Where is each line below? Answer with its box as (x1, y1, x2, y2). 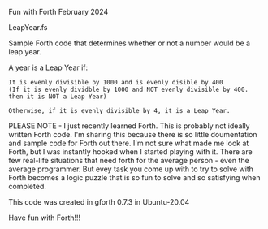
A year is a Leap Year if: (8, 63, 89, 72)
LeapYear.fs (8, 23, 48, 32)
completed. (8, 182, 46, 191)
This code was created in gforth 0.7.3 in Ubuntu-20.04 (8, 197, 190, 206)
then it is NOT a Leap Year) (8, 93, 107, 101)
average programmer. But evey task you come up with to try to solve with (8, 164, 254, 174)
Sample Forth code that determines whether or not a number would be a (8, 38, 250, 48)
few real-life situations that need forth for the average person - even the (8, 156, 249, 165)
